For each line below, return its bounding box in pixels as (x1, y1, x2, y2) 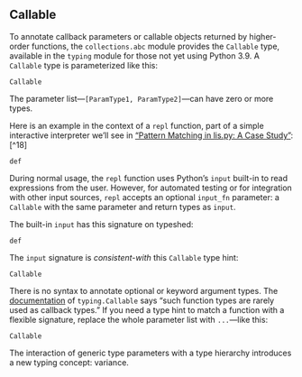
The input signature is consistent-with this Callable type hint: (9, 252, 239, 262)
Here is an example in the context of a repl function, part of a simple (9, 120, 264, 131)
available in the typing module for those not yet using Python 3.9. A (9, 50, 260, 61)
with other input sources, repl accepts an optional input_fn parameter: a (9, 191, 279, 202)
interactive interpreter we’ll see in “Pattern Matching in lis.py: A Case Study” (9, 130, 291, 141)
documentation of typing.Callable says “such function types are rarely (9, 295, 275, 306)
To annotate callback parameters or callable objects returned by (9, 31, 248, 41)
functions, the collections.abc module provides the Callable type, (31, 41, 280, 51)
